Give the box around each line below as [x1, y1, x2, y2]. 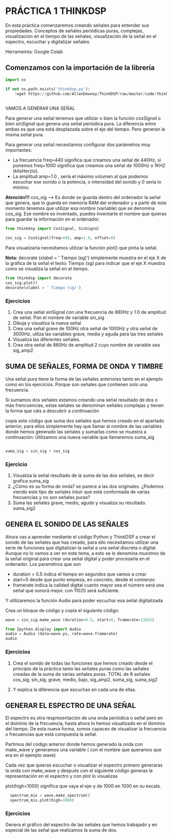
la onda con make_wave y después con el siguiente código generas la [5, 768, 153, 774]
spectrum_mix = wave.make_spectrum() [10, 793, 91, 798]
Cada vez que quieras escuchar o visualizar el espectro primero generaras [5, 762, 163, 769]
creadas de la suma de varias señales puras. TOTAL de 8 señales [12, 671, 150, 677]
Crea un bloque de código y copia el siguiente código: [5, 607, 119, 613]
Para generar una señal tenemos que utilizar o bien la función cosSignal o [5, 115, 161, 121]
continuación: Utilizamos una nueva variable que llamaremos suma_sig [5, 434, 155, 440]
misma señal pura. [5, 132, 45, 138]
